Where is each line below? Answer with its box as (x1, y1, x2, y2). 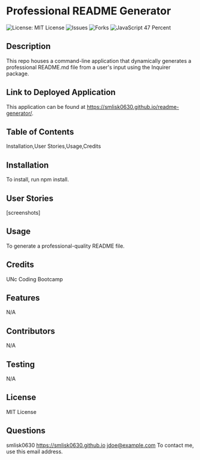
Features (6, 293, 40, 303)
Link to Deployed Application (6, 87, 116, 98)
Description (6, 41, 51, 51)
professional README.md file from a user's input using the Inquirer (6, 63, 171, 71)
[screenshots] (6, 209, 41, 216)
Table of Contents (6, 127, 75, 137)
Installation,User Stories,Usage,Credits (6, 142, 101, 150)
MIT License (6, 408, 37, 415)
